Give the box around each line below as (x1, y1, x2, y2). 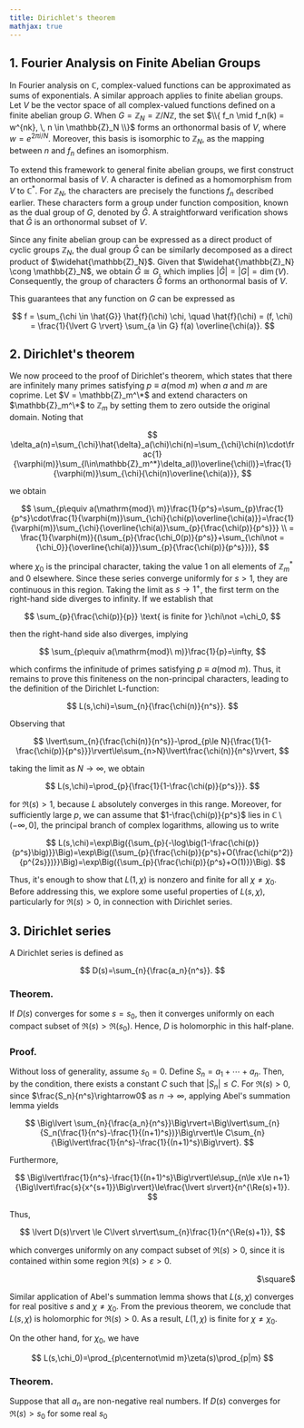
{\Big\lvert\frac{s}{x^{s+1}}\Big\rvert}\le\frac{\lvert (15, 1181, 205, 1192)
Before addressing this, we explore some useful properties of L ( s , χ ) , (9, 886, 266, 897)
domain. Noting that (9, 412, 83, 423)
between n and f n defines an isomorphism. (9, 144, 170, 158)
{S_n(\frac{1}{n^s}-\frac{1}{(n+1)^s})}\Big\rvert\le (39, 1127, 224, 1137)
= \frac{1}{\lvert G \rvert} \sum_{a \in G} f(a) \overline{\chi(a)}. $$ (30, 320, 275, 331)
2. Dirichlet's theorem (9, 347, 135, 361)
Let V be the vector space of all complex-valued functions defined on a (9, 100, 276, 111)
